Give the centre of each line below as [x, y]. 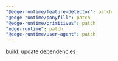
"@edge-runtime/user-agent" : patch [51, 34]
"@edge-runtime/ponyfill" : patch [48, 18]
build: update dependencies [41, 51]
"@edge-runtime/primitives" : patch [51, 23]
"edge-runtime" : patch [34, 29]
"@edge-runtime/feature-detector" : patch [59, 12]
